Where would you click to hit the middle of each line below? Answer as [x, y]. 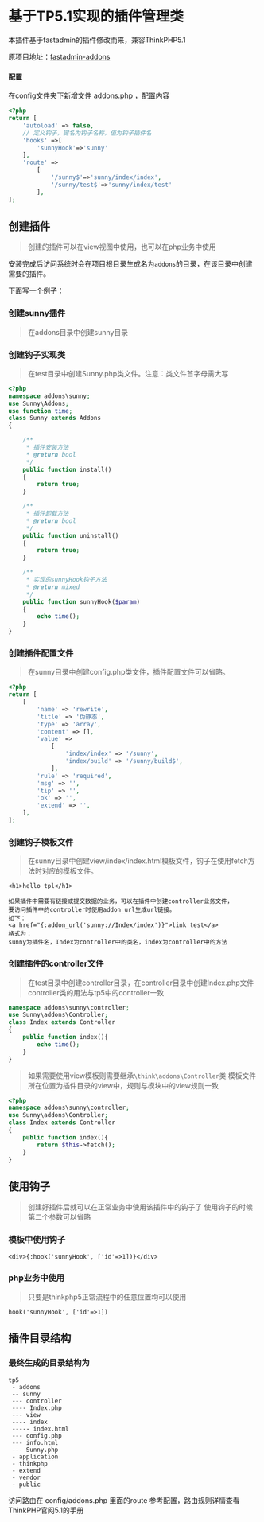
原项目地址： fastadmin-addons [59, 56]
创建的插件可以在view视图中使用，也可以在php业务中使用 [122, 247]
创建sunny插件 [37, 313]
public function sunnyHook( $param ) [82, 601]
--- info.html [35, 1442]
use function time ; [41, 411]
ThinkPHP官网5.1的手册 [46, 1510]
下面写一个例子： [36, 290]
